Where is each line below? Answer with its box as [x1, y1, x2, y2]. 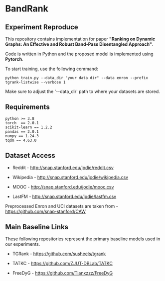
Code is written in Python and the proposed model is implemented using [5, 51, 154, 57]
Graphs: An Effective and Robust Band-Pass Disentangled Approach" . [5, 41, 154, 47]
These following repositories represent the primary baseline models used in [5, 236, 161, 242]
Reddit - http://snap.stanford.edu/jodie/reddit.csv [12, 165, 114, 171]
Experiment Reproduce [5, 23, 78, 31]
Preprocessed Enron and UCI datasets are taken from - [5, 203, 118, 209]
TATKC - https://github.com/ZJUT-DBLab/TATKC [12, 261, 113, 267]
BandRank [5, 3, 49, 14]
